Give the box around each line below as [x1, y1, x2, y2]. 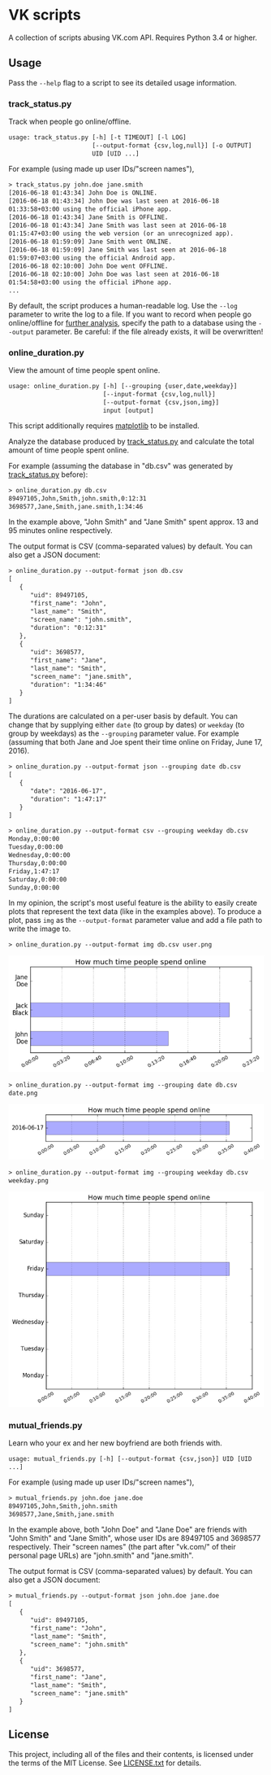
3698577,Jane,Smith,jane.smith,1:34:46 [8, 503, 144, 511]
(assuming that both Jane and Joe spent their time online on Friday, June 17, [8, 737, 263, 747]
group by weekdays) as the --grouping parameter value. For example [8, 728, 239, 738]
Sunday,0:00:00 [8, 884, 60, 892]
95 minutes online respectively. [8, 526, 113, 536]
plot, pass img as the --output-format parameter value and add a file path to [8, 916, 263, 925]
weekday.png [8, 1177, 49, 1185]
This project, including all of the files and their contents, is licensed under [8, 1749, 254, 1759]
